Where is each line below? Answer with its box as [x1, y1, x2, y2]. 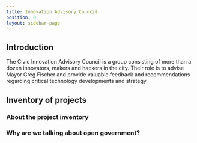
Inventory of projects [6, 94, 87, 105]
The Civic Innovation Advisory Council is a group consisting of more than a [6, 58, 192, 65]
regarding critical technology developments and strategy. [6, 78, 148, 85]
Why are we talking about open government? [6, 129, 140, 137]
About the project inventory [6, 112, 89, 121]
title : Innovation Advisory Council [6, 8, 98, 15]
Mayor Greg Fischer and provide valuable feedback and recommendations [6, 71, 190, 78]
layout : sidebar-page [6, 20, 61, 26]
